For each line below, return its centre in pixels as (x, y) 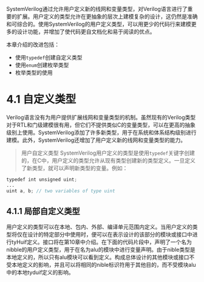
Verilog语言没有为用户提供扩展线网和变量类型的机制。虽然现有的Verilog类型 (101, 117)
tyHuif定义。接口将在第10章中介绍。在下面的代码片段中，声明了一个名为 (102, 242)
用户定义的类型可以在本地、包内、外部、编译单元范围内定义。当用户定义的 (99, 227)
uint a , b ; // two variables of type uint (61, 191)
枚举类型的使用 (34, 72)
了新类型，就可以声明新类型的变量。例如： (74, 168)
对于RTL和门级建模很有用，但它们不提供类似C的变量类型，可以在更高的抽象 (101, 125)
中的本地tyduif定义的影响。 (40, 272)
